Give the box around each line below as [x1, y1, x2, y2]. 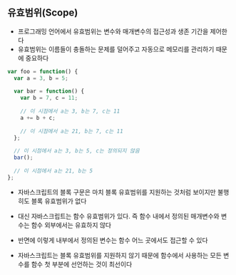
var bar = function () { [14, 88, 84, 95]
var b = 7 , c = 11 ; [20, 95, 78, 102]
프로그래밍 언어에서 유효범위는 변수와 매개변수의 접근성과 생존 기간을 [17, 27, 209, 36]
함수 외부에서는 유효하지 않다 [31, 220, 112, 229]
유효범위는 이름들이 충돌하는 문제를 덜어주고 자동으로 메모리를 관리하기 [17, 45, 215, 53]
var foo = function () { [7, 68, 78, 75]
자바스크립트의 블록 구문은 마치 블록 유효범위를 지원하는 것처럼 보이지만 [17, 187, 216, 196]
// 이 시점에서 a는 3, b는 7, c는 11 [20, 108, 120, 115]
